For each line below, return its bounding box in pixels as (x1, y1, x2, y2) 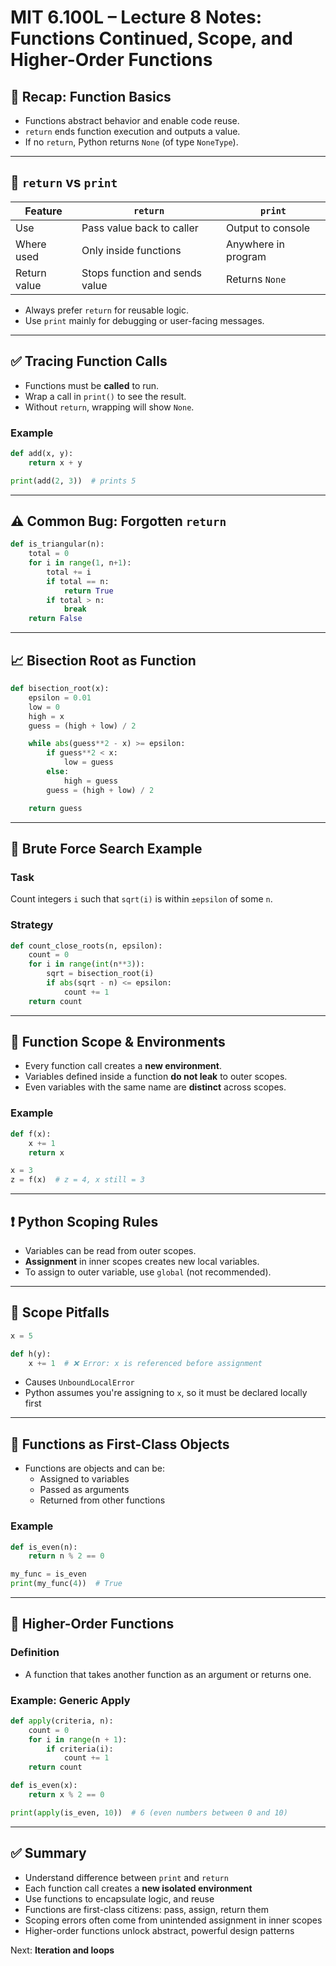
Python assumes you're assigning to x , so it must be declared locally (24, 1387, 308, 1399)
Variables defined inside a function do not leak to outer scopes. (24, 1071, 288, 1083)
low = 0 (28, 702, 60, 712)
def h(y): (10, 1349, 52, 1359)
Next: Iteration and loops (10, 1944, 115, 1956)
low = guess (63, 757, 114, 768)
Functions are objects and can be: (24, 1462, 166, 1475)
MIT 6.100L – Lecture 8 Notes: (10, 6, 263, 29)
